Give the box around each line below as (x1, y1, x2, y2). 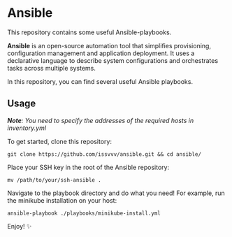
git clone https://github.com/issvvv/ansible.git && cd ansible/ (7, 150, 201, 158)
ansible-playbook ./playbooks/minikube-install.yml (7, 210, 161, 217)
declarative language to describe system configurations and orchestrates (7, 56, 219, 64)
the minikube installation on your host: (7, 196, 117, 204)
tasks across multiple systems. (7, 64, 96, 72)
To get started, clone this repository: (7, 137, 112, 145)
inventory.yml (7, 124, 47, 132)
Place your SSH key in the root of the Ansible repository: (7, 163, 170, 171)
